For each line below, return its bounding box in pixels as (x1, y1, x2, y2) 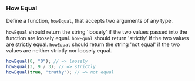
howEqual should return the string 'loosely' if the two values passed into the (6, 29, 188, 36)
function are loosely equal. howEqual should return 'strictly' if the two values (6, 35, 189, 42)
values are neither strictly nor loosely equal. (6, 47, 112, 54)
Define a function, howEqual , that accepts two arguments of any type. (6, 17, 173, 24)
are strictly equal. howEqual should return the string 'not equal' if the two (6, 41, 180, 48)
